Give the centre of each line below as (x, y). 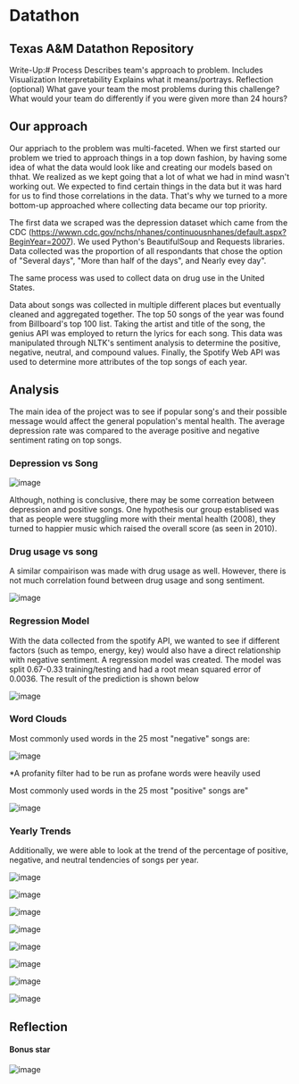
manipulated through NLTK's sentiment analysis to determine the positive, (145, 343)
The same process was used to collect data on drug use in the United (137, 277)
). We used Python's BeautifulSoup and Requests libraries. (178, 241)
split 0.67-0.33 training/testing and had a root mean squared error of (135, 669)
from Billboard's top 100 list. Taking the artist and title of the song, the (137, 324)
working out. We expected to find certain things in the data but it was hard (146, 186)
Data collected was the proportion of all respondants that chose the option (146, 250)
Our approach (49, 127)
